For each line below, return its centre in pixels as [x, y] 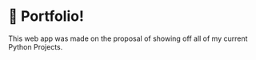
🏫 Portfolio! [46, 16]
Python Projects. [36, 46]
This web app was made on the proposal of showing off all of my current [128, 38]
